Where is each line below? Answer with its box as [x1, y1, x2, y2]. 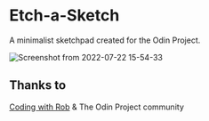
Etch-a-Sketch [9, 5, 120, 26]
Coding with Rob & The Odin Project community [9, 101, 185, 112]
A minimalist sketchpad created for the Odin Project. [9, 35, 201, 45]
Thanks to [9, 77, 67, 93]
